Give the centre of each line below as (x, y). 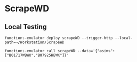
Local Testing (26, 27)
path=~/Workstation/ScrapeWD (34, 42)
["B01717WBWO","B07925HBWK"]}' (37, 55)
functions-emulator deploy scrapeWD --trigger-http (59, 38)
